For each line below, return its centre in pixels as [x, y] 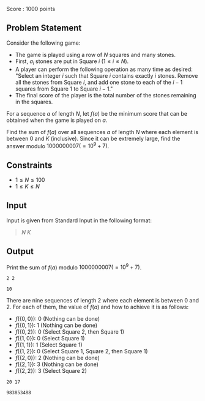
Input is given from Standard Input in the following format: [79, 220]
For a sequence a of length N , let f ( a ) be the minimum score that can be [97, 113]
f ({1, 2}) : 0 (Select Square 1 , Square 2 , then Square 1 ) [81, 351]
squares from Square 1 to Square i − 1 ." [64, 89]
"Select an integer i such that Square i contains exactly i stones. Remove [106, 75]
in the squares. [34, 102]
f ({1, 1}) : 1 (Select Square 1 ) [49, 345]
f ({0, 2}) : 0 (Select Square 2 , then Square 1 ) [69, 332]
